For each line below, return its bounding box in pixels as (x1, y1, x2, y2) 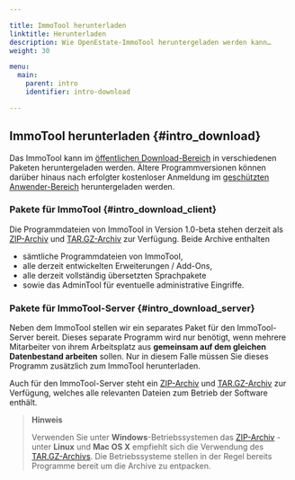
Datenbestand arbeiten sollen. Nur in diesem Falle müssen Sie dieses (9, 351, 269, 362)
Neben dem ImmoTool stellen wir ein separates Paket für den (9, 323, 236, 333)
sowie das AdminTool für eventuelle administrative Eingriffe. (22, 280, 245, 290)
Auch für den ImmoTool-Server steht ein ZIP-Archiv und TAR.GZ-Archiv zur (9, 378, 287, 389)
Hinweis (31, 414, 63, 425)
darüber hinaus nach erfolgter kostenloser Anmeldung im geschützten (9, 172, 270, 182)
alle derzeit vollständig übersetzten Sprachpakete (22, 270, 207, 280)
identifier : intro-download (25, 87, 130, 96)
